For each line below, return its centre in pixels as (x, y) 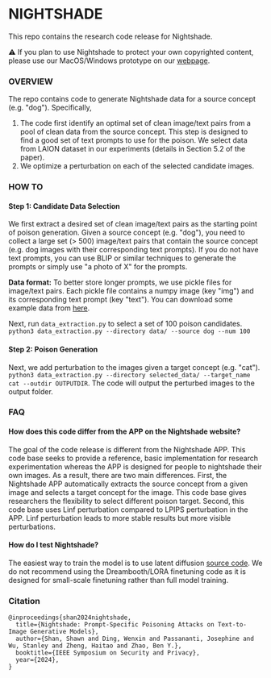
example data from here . (49, 308)
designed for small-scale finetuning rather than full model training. (119, 580)
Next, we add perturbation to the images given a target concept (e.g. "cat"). (134, 367)
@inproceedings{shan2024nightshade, (70, 618)
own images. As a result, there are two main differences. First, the (118, 475)
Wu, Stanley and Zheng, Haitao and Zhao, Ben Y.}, (95, 646)
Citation (24, 601)
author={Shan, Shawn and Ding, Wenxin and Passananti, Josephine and (135, 639)
